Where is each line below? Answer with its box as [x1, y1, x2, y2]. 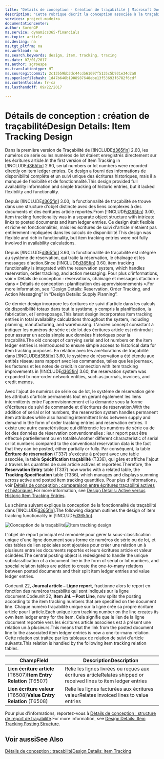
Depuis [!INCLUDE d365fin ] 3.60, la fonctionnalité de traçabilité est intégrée [5, 250, 156, 256]
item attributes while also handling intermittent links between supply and [5, 415, 151, 420]
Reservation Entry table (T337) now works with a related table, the [5, 467, 140, 472]
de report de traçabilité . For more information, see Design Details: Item [5, 716, 146, 722]
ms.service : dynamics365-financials [5, 30, 80, 35]
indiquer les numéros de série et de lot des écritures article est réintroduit [5, 327, 153, 333]
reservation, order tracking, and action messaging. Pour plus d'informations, [5, 270, 159, 276]
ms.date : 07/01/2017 [5, 57, 47, 62]
